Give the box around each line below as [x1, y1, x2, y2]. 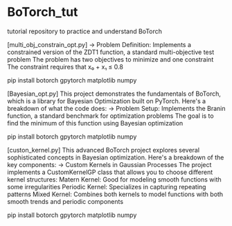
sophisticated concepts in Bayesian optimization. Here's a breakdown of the [7, 153, 224, 162]
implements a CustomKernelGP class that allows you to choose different [7, 168, 213, 176]
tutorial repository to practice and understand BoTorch [7, 27, 163, 35]
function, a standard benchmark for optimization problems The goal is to [7, 112, 214, 120]
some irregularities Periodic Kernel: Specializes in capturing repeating [7, 182, 206, 191]
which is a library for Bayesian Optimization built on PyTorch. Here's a [7, 96, 206, 105]
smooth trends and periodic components [7, 197, 123, 205]
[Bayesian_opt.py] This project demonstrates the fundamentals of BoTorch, [7, 89, 222, 98]
